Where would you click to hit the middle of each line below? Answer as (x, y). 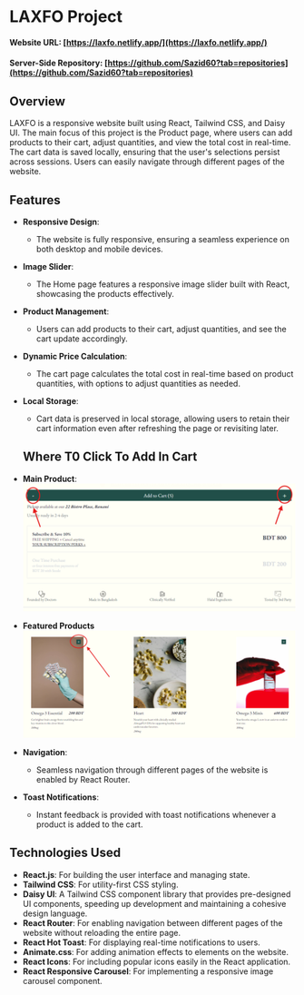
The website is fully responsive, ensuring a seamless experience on (163, 239)
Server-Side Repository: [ (59, 63)
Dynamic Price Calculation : (75, 356)
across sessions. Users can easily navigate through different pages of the (147, 162)
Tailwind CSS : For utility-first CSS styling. (100, 884)
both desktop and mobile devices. (99, 249)
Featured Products (59, 626)
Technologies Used (65, 853)
